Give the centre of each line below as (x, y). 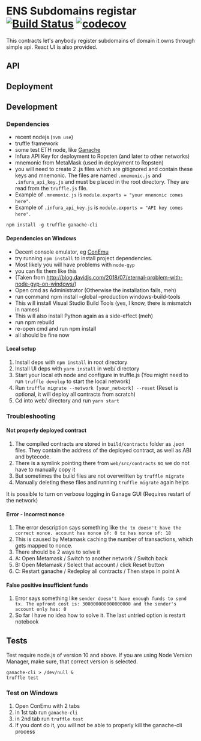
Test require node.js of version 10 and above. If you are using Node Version (99, 655)
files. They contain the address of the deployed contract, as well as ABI (103, 450)
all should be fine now (42, 335)
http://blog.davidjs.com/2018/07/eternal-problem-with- (115, 277)
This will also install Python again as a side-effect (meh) (84, 316)
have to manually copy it (45, 469)
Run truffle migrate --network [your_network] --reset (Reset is (96, 387)
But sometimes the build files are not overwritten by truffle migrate (100, 476)
